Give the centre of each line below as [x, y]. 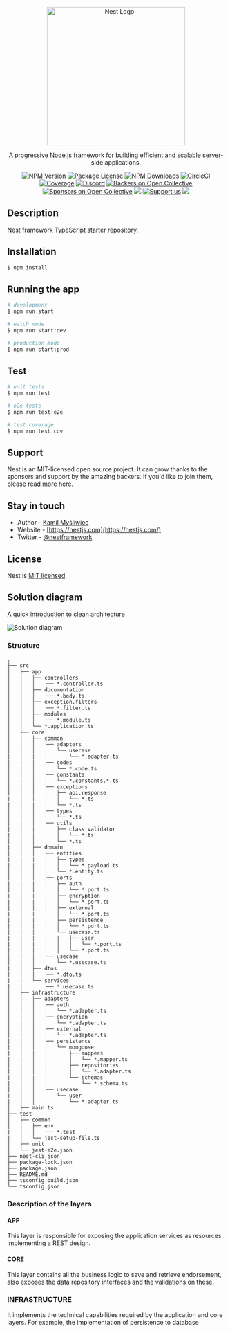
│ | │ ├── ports [40, 878]
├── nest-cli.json [33, 1157]
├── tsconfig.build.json [43, 1181]
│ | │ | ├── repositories [63, 1066]
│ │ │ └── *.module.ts [49, 720]
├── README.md [28, 1175]
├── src [18, 666]
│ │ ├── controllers [43, 678]
